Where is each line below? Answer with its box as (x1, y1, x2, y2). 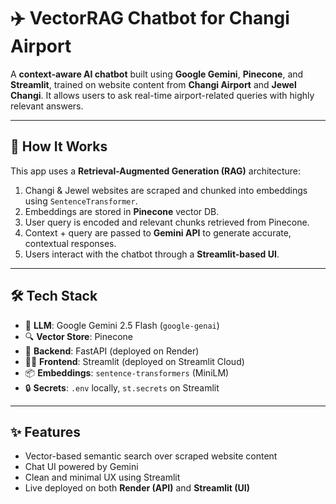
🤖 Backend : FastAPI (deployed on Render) (24, 345, 200, 357)
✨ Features (10, 423, 81, 440)
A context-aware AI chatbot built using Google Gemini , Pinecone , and (10, 68, 304, 80)
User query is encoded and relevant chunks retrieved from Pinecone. (24, 216, 310, 228)
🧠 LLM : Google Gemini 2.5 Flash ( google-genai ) (24, 319, 220, 331)
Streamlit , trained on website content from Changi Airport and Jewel (10, 78, 297, 90)
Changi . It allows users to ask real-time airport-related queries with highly (10, 89, 315, 101)
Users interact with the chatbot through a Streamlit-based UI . (24, 248, 280, 260)
